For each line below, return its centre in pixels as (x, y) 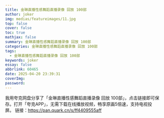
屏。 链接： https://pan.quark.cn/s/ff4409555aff (53, 110)
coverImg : (15, 79)
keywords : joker (22, 60)
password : (15, 83)
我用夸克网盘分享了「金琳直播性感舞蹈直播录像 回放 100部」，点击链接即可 (80, 98)
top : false (16, 23)
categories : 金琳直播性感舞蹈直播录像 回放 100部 (51, 46)
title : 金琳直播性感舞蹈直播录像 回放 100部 (46, 10)
